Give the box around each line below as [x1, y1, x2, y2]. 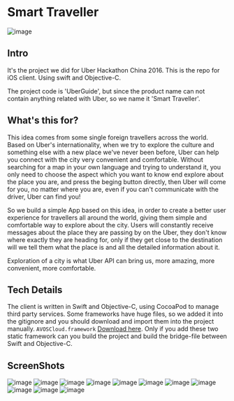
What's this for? [7, 114, 79, 126]
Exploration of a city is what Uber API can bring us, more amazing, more [7, 256, 215, 265]
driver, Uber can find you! [7, 192, 81, 201]
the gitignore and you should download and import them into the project [7, 317, 214, 326]
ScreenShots [7, 360, 65, 372]
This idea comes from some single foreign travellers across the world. [7, 133, 208, 142]
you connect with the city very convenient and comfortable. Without [7, 155, 204, 164]
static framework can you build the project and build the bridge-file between [7, 332, 227, 340]
